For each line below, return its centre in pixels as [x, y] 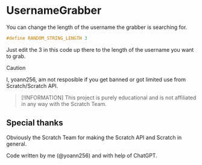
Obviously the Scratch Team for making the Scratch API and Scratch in [94, 137]
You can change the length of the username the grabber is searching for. [97, 27]
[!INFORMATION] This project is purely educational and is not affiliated [109, 98]
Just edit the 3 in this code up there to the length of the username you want [100, 49]
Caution [16, 67]
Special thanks [35, 123]
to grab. [16, 56]
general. [17, 144]
